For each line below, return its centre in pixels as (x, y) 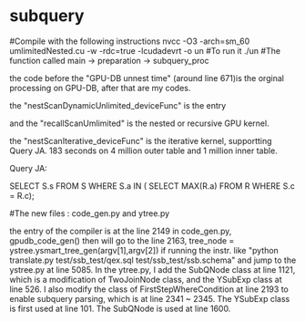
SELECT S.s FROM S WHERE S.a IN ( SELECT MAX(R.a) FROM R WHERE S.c (152, 186)
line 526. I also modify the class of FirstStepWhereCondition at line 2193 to (149, 289)
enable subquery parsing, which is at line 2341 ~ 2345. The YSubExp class (150, 298)
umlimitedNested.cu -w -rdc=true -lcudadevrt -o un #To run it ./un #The (145, 50)
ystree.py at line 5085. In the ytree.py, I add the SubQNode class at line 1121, (152, 269)
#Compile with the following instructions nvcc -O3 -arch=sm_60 (130, 41)
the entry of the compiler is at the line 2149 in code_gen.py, (121, 231)
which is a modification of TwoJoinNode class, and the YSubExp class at (146, 279)
